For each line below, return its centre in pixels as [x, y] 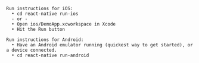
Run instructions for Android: [45, 40]
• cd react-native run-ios [45, 14]
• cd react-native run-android [50, 55]
